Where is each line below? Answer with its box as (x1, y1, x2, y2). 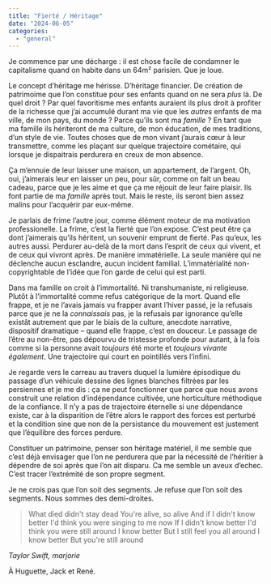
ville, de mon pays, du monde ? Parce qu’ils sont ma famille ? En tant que (8, 115, 252, 126)
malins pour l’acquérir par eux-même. (8, 200, 133, 210)
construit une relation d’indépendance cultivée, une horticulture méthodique (8, 394, 263, 403)
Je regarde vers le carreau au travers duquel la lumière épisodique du (8, 368, 241, 377)
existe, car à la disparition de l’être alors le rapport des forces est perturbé (8, 411, 256, 420)
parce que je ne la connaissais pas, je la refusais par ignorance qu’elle (8, 309, 243, 318)
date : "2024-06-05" (8, 19, 74, 28)
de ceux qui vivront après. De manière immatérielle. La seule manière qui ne (8, 250, 261, 260)
